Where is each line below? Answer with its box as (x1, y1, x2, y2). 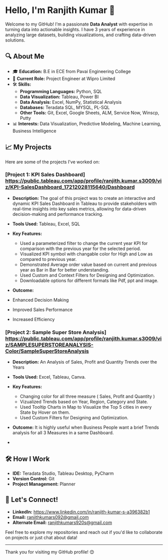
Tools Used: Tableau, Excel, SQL (12, 220, 80, 227)
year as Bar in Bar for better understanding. (19, 266, 109, 272)
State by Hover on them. (19, 409, 70, 415)
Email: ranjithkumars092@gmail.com (12, 514, 89, 520)
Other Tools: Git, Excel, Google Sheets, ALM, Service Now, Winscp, (19, 110, 159, 116)
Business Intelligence (12, 128, 56, 134)
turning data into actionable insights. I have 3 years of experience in (5, 26, 145, 32)
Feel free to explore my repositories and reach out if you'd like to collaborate (5, 529, 162, 535)
